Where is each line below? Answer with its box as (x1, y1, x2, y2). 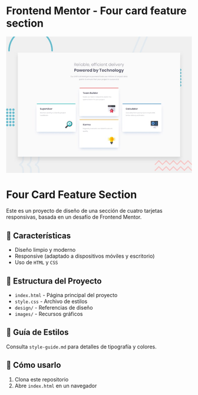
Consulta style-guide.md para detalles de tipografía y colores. (6, 343, 157, 350)
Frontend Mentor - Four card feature (6, 4, 187, 18)
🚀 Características (6, 231, 71, 241)
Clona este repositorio (14, 376, 69, 383)
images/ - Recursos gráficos (14, 311, 83, 318)
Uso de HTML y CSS (14, 259, 58, 266)
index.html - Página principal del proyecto (14, 292, 118, 299)
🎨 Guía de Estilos (6, 327, 69, 337)
